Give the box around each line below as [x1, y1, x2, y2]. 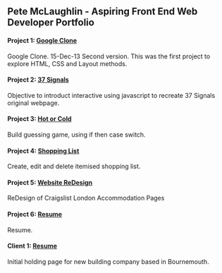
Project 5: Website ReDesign [7, 178, 93, 186]
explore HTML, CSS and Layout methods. [7, 59, 128, 68]
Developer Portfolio [7, 17, 95, 29]
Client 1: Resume [7, 242, 58, 250]
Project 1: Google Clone [7, 36, 78, 44]
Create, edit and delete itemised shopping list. [7, 162, 141, 171]
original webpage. [7, 99, 60, 107]
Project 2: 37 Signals [7, 75, 69, 84]
